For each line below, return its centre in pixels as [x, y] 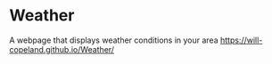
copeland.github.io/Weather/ [62, 49]
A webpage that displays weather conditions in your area [114, 40]
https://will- [241, 40]
